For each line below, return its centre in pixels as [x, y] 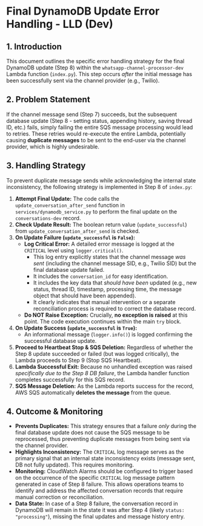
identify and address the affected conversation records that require [99, 491]
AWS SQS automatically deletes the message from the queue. [93, 392]
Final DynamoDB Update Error [83, 11]
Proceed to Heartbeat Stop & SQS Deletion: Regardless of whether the [104, 347]
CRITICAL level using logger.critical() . [74, 250]
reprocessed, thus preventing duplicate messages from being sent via [102, 439]
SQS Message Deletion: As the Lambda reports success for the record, [104, 386]
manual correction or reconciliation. [59, 497]
